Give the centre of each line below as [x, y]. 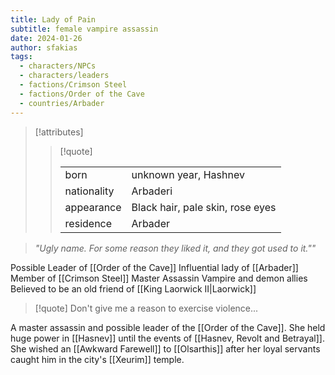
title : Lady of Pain [53, 19]
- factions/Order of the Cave [82, 94]
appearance [93, 207]
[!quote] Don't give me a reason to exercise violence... [146, 308]
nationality [89, 191]
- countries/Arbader [62, 103]
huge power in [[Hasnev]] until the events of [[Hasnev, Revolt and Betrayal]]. [168, 338]
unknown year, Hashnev [188, 174]
